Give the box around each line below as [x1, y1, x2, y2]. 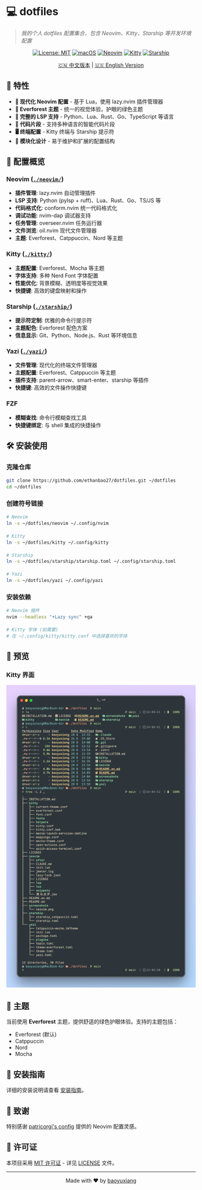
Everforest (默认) [14, 1031, 57, 1038]
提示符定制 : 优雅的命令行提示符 [14, 317, 92, 324]
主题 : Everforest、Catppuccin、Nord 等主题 [14, 235, 123, 242]
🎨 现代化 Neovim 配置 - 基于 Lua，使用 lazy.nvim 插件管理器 [14, 97, 164, 105]
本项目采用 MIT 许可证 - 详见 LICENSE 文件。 [6, 1159, 118, 1167]
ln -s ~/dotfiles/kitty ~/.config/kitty [6, 539, 109, 545]
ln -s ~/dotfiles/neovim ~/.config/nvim [6, 521, 109, 527]
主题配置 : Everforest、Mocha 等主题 [14, 264, 105, 271]
